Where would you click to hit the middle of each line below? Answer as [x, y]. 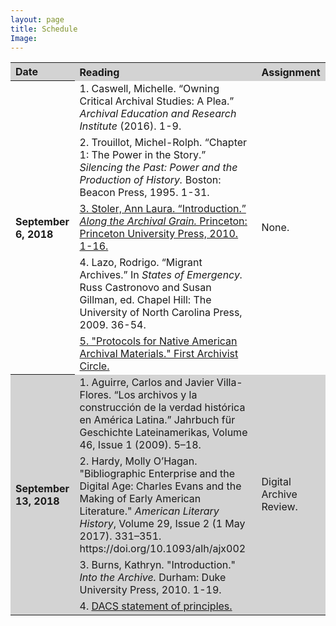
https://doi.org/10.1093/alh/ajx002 [163, 548]
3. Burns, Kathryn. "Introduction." [158, 564]
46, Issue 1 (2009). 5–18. [140, 444]
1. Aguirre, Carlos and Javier [147, 382]
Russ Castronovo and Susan [145, 287]
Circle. [94, 366]
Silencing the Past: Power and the [158, 167]
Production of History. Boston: [150, 179]
